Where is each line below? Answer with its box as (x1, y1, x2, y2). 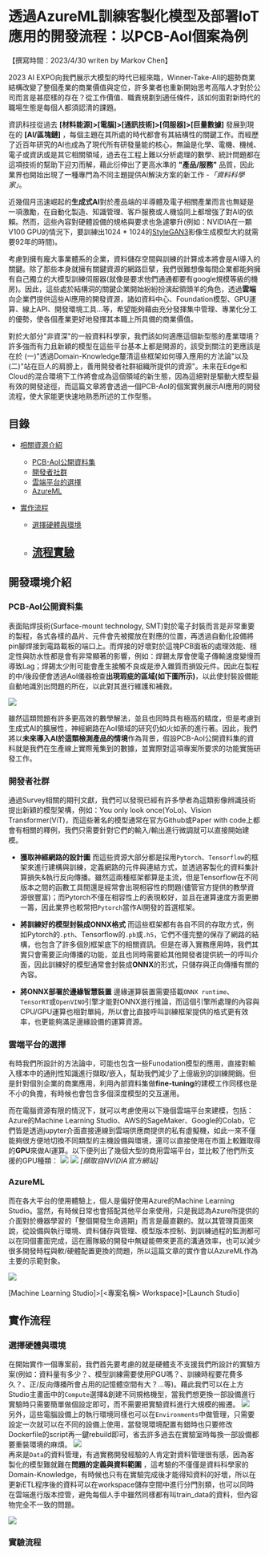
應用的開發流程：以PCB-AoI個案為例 (8, 27, 248, 46)
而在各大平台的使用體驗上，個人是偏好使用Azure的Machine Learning (8, 1196, 235, 1205)
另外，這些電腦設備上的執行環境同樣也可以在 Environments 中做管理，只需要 (8, 1410, 255, 1419)
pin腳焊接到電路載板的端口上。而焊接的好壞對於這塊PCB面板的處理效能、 (8, 641, 251, 651)
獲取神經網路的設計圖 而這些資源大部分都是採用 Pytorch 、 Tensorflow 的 (19, 852, 252, 863)
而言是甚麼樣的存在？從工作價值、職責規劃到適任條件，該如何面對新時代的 (14, 92, 261, 102)
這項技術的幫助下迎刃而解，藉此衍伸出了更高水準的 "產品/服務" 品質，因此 (8, 160, 255, 169)
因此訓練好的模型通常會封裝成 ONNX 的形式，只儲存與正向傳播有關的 (34, 960, 259, 969)
